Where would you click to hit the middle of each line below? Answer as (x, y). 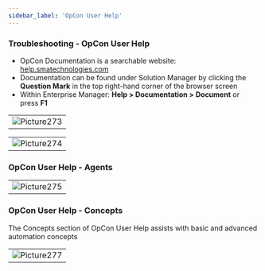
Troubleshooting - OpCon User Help (79, 43)
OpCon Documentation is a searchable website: (98, 60)
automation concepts (43, 236)
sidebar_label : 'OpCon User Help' (66, 15)
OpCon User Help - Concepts (66, 211)
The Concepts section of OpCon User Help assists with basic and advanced (133, 228)
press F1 (33, 103)
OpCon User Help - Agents (60, 167)
